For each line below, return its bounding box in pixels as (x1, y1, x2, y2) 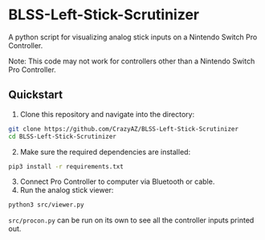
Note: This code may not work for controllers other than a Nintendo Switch (8, 56, 255, 66)
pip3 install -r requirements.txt (8, 162, 124, 170)
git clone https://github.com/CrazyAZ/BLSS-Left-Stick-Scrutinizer (8, 124, 239, 133)
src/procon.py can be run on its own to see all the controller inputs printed (8, 215, 255, 226)
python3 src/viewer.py (8, 201, 84, 209)
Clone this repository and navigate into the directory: (19, 109, 195, 119)
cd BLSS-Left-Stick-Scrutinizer (8, 132, 116, 140)
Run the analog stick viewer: (19, 185, 114, 195)
